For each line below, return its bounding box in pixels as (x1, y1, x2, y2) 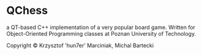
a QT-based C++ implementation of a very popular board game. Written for (6, 24, 196, 31)
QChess (6, 4, 48, 18)
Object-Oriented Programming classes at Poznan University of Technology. (6, 30, 196, 37)
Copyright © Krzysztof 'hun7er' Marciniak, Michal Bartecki (6, 42, 154, 49)
